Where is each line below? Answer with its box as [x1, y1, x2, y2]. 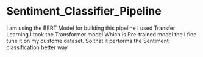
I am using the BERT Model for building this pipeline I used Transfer [6, 24, 176, 32]
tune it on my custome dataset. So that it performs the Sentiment [6, 37, 169, 44]
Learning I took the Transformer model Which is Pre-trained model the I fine [6, 30, 197, 38]
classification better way [6, 44, 68, 51]
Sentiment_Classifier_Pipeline [6, 4, 162, 18]
